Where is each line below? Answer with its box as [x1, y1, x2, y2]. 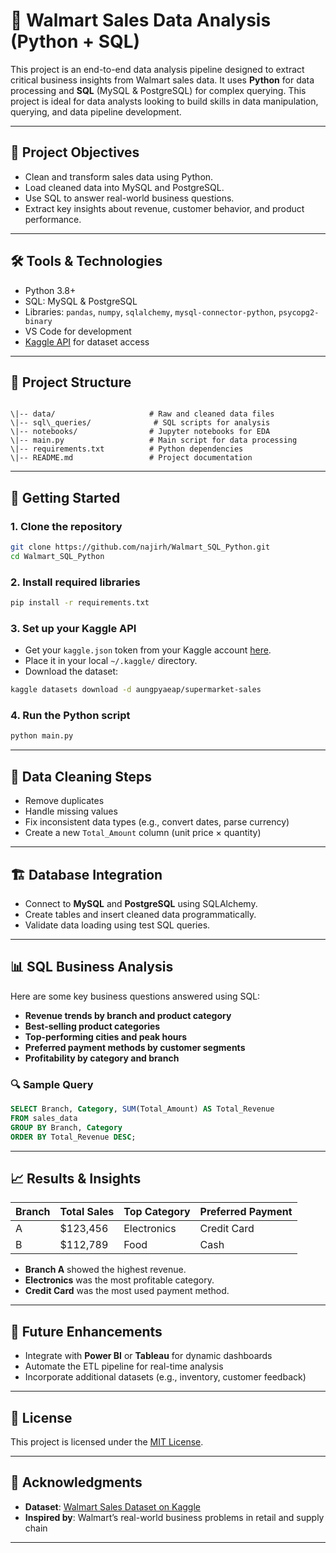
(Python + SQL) [10, 30, 141, 53]
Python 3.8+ [24, 284, 77, 296]
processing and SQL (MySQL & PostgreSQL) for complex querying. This [10, 84, 307, 96]
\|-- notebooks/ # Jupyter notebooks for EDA [10, 427, 271, 437]
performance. [24, 213, 82, 225]
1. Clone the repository [10, 519, 123, 533]
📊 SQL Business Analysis [10, 959, 174, 976]
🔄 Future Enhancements [10, 1323, 163, 1340]
